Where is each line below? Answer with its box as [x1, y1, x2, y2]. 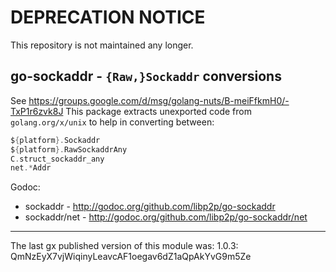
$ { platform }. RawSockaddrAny [10, 144, 128, 155]
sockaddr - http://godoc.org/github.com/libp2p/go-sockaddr [24, 201, 276, 213]
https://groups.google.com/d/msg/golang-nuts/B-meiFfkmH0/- [28, 94, 290, 106]
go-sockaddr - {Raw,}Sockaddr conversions [10, 68, 282, 85]
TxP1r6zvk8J [10, 105, 64, 117]
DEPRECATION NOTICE [10, 6, 206, 29]
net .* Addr [10, 163, 52, 173]
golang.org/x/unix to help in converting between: [10, 116, 215, 128]
